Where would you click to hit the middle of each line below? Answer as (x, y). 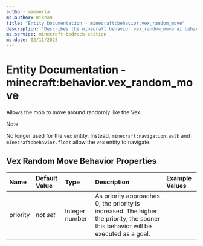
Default (47, 178)
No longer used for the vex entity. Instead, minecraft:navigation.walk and (98, 135)
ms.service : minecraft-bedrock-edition (56, 34)
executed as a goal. (123, 233)
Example (179, 178)
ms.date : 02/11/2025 (32, 40)
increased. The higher (126, 211)
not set (46, 215)
